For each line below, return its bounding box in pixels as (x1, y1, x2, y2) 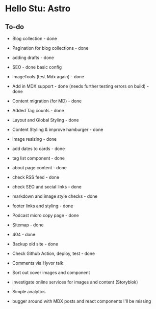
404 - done (12, 232, 36, 237)
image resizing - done (12, 136, 57, 142)
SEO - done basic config (12, 64, 62, 70)
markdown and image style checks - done (12, 193, 98, 199)
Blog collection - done (12, 35, 57, 41)
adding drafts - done (12, 55, 54, 61)
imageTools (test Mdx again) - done (12, 74, 84, 79)
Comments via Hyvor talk (12, 260, 64, 266)
